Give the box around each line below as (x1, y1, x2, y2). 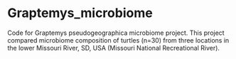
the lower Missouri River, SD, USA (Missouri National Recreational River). (7, 43, 220, 52)
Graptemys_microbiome (7, 5, 153, 21)
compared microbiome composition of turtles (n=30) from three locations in (7, 36, 230, 44)
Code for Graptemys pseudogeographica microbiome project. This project (7, 28, 225, 37)
